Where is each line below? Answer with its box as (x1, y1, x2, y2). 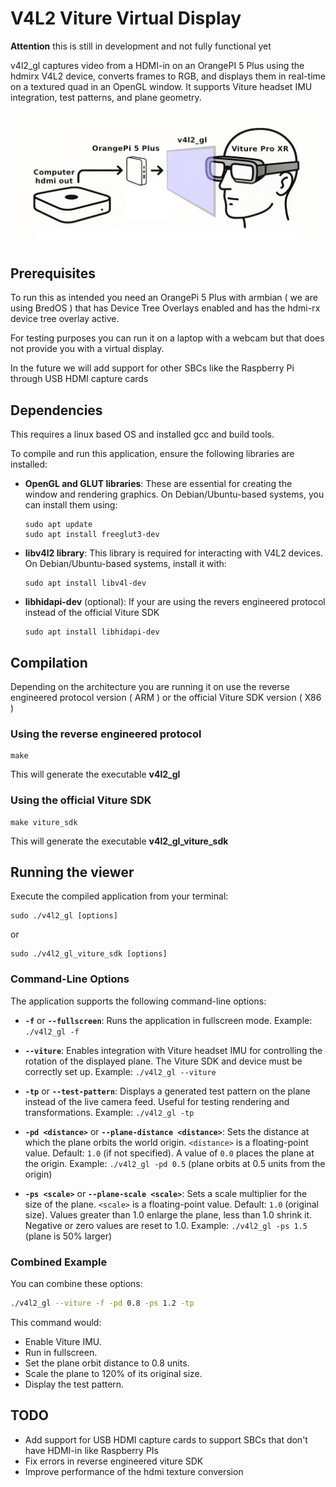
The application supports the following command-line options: (10, 995, 267, 1007)
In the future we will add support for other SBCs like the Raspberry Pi (10, 362, 295, 374)
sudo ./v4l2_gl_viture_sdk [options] (10, 949, 168, 959)
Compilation (10, 654, 88, 671)
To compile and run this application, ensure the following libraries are (10, 448, 295, 460)
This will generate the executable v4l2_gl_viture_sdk (10, 835, 229, 847)
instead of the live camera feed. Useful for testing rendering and (24, 1095, 290, 1107)
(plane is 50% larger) (24, 1230, 113, 1242)
